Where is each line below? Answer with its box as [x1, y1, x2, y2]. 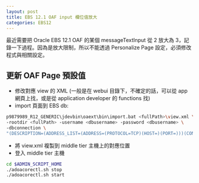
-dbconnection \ [6, 125, 46, 131]
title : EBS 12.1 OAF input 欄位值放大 [6, 14, 98, 20]
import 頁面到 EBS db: [14, 102, 69, 110]
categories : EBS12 [6, 20, 52, 25]
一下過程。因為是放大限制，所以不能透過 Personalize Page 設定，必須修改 [11, 44, 192, 51]
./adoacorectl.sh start [6, 172, 65, 178]
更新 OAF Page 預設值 [6, 70, 86, 81]
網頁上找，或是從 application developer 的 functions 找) [14, 95, 150, 102]
